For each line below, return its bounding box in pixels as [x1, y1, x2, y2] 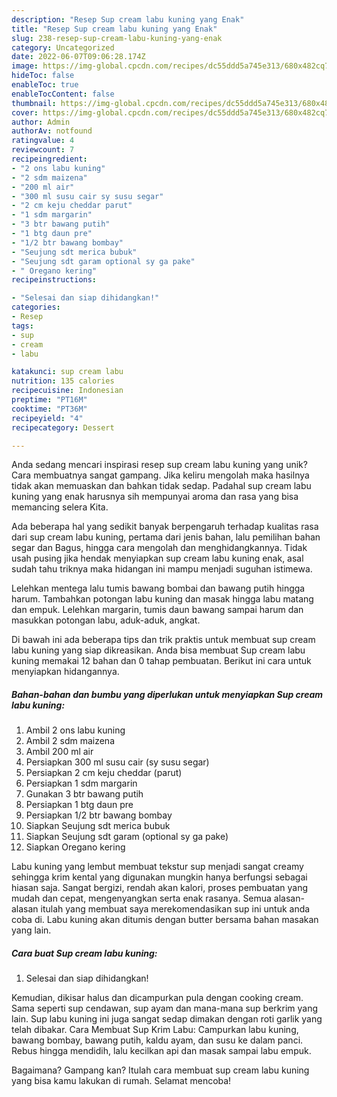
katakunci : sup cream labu [11, 367, 124, 377]
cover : [11, 107, 39, 118]
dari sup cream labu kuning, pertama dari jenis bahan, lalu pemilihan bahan [11, 531, 321, 543]
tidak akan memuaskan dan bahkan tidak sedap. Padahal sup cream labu [11, 480, 312, 492]
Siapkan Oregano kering [25, 841, 126, 853]
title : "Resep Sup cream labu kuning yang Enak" [11, 24, 218, 34]
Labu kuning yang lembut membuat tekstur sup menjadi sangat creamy [11, 861, 304, 873]
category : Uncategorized [11, 42, 115, 53]
